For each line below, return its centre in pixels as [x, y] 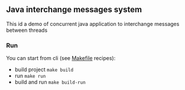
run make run [30, 76]
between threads [27, 30]
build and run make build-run [50, 82]
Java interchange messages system [74, 10]
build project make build [44, 69]
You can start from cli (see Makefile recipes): [61, 58]
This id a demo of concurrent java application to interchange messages [93, 24]
